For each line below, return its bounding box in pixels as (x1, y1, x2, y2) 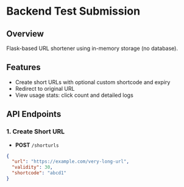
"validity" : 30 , (12, 164, 53, 171)
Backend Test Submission (6, 4, 141, 18)
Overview (6, 29, 44, 39)
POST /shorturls (15, 141, 59, 149)
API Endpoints (6, 109, 62, 119)
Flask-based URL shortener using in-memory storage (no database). (6, 44, 179, 52)
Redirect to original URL (15, 85, 75, 92)
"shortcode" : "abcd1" (12, 170, 67, 176)
